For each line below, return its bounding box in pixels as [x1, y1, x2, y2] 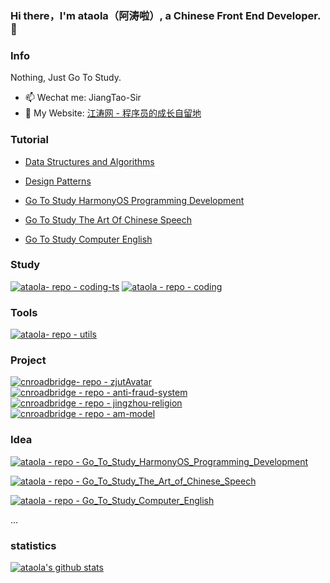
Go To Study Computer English [24, 233, 153, 245]
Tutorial [10, 133, 49, 147]
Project [10, 353, 47, 367]
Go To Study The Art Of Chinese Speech [24, 213, 193, 226]
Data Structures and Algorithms [24, 155, 155, 167]
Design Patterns [24, 175, 92, 187]
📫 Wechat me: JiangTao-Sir [24, 92, 142, 104]
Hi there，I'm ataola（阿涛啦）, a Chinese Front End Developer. [10, 8, 321, 22]
